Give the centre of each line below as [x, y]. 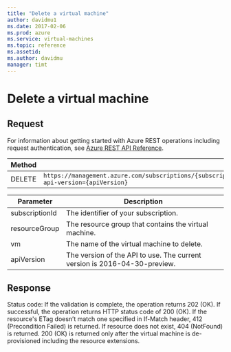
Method [24, 164]
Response [29, 288]
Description [143, 201]
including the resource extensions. [91, 341]
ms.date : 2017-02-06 [37, 26]
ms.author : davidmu [35, 58]
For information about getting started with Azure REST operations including [113, 140]
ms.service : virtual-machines [51, 39]
